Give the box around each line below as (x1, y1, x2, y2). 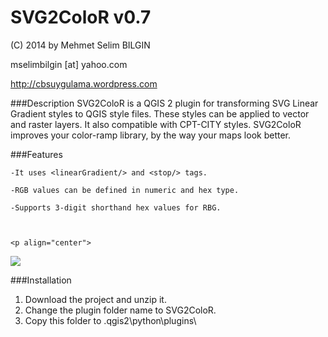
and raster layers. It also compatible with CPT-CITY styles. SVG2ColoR (10, 118, 302, 130)
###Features (10, 148, 63, 160)
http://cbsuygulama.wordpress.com (10, 77, 158, 90)
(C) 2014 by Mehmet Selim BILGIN (10, 39, 151, 51)
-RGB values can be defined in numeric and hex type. (10, 185, 240, 195)
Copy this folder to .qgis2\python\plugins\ (24, 314, 197, 326)
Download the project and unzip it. (24, 293, 167, 305)
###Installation (10, 274, 72, 286)
